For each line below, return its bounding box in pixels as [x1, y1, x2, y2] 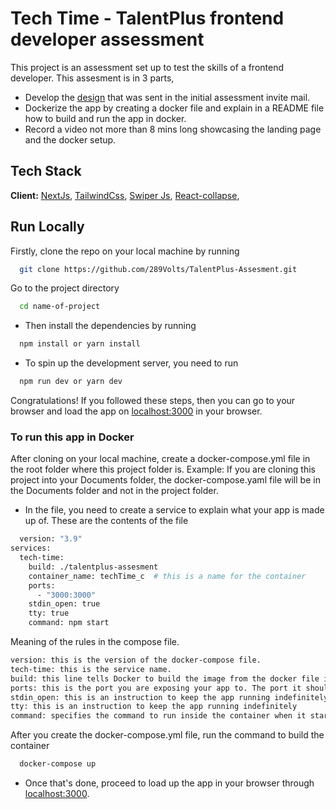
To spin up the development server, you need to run [24, 357, 239, 369]
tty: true [28, 608, 70, 619]
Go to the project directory [10, 282, 120, 294]
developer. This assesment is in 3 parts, [10, 72, 175, 84]
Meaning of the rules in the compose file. [10, 636, 180, 648]
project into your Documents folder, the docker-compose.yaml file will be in [10, 474, 321, 486]
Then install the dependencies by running [24, 320, 197, 332]
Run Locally [10, 218, 85, 236]
